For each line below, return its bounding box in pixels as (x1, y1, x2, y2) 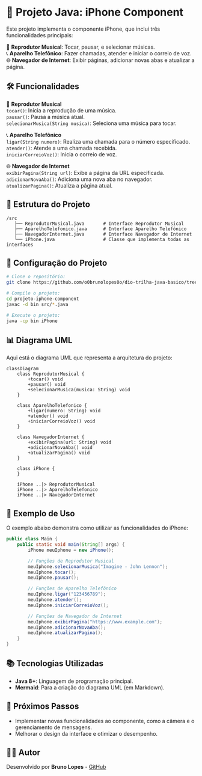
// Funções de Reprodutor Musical (28, 558, 114, 564)
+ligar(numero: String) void (28, 408, 101, 414)
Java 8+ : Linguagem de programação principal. (14, 677, 133, 685)
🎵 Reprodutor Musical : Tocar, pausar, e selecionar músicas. (6, 43, 155, 50)
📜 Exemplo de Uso (6, 508, 75, 519)
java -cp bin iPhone (6, 318, 58, 324)
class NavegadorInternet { (17, 434, 85, 441)
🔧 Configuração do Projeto (6, 258, 108, 268)
